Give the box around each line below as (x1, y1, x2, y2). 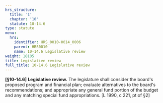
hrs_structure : (5, 7, 37, 12)
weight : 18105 (5, 53, 35, 59)
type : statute (5, 26, 35, 31)
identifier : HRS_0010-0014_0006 (14, 40, 81, 45)
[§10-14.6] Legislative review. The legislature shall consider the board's (5, 77, 153, 83)
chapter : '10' (9, 16, 39, 21)
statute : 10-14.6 (9, 21, 46, 26)
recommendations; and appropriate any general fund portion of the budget (5, 87, 158, 93)
